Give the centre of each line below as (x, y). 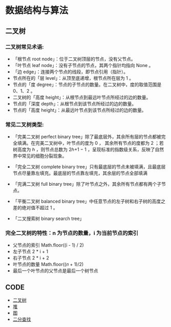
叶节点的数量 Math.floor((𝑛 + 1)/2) (48, 265)
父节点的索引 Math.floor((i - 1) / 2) (48, 245)
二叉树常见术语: (25, 47)
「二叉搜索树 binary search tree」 (48, 219)
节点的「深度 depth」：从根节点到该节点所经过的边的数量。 (74, 103)
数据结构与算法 (37, 10)
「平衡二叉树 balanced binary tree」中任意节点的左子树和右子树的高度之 (89, 201)
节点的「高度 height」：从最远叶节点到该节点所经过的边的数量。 (80, 110)
